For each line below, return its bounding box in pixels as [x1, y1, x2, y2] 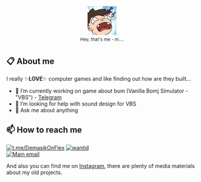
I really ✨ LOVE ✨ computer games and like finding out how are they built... [6, 75, 191, 82]
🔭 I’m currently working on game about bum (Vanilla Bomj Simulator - [15, 87, 188, 94]
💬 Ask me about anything [15, 106, 78, 113]
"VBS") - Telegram [15, 93, 62, 101]
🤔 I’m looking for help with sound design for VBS [15, 100, 137, 107]
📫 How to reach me [6, 125, 83, 135]
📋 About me [6, 56, 55, 66]
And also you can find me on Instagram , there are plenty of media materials [6, 162, 196, 169]
